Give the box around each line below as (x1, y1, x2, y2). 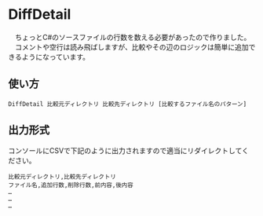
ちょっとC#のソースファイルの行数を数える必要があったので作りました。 (14, 32, 251, 42)
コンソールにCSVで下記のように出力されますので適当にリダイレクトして (8, 145, 243, 155)
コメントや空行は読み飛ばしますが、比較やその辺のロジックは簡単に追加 (14, 42, 249, 52)
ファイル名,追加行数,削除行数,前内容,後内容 (8, 181, 133, 189)
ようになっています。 (21, 52, 90, 61)
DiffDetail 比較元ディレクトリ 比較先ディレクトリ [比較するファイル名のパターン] (8, 100, 247, 108)
